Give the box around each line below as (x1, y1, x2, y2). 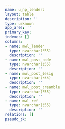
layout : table (5, 12, 34, 17)
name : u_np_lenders (5, 7, 45, 12)
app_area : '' (5, 26, 32, 30)
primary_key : (5, 30, 32, 35)
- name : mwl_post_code (5, 57, 51, 62)
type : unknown (5, 21, 34, 26)
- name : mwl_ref (5, 99, 38, 103)
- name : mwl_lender (5, 44, 45, 49)
